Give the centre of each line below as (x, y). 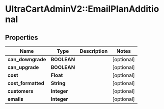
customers (20, 91)
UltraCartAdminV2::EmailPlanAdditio (82, 9)
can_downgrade (27, 59)
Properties (22, 37)
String (58, 83)
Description (94, 51)
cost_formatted (26, 83)
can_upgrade (23, 67)
